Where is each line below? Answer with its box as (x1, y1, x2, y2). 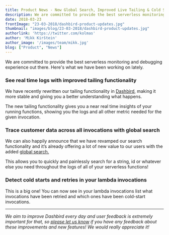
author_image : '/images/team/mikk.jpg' (5, 40, 89, 45)
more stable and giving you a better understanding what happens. (5, 93, 142, 99)
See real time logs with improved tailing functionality (5, 77, 137, 84)
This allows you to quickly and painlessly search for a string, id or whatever (5, 158, 161, 164)
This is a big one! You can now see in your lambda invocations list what (5, 188, 153, 194)
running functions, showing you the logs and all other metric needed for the (5, 108, 162, 114)
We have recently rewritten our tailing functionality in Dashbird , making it (5, 88, 156, 94)
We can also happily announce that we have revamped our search (5, 138, 142, 144)
